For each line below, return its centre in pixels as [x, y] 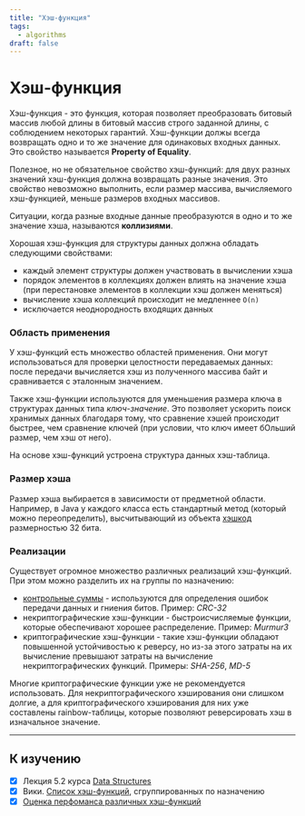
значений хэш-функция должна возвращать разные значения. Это [139, 179]
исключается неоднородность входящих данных [118, 309]
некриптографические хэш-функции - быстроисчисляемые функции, [157, 618]
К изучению [45, 759]
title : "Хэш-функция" [50, 18]
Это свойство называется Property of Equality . [101, 152]
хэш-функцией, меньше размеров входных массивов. [115, 199]
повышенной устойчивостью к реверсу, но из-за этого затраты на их [157, 647]
